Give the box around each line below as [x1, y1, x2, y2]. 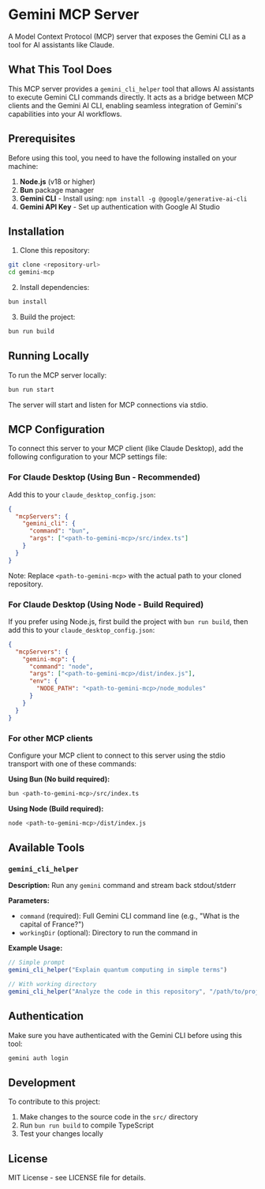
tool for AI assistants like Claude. [8, 40, 115, 49]
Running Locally [8, 349, 89, 363]
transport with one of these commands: [8, 758, 136, 768]
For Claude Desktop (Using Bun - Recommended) [8, 472, 201, 483]
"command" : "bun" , [28, 527, 90, 535]
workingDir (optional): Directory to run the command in [19, 928, 198, 938]
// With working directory [8, 980, 97, 988]
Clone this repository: [19, 246, 90, 255]
